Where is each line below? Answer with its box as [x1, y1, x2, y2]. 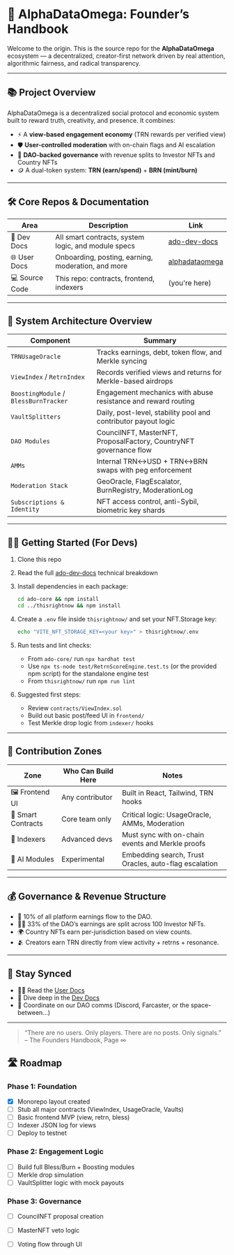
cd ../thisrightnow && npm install [17, 602, 121, 609]
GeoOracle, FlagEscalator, [96, 477, 182, 487]
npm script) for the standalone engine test [27, 669, 149, 678]
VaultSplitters [10, 413, 61, 421]
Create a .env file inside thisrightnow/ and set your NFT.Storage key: [17, 614, 217, 623]
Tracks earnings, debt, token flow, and [96, 348, 222, 357]
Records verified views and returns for [96, 368, 222, 378]
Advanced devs [61, 834, 113, 844]
